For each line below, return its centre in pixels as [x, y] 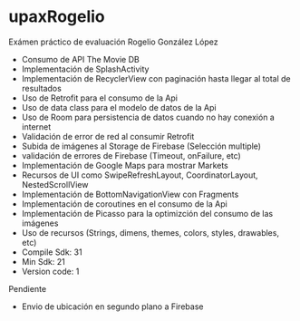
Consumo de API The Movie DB [80, 59]
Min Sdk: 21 [43, 261]
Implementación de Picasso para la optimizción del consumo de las [147, 213]
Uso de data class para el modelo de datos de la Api [119, 107]
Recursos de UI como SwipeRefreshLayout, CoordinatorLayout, [140, 175]
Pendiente [28, 288]
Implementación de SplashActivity [85, 69]
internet [36, 126]
